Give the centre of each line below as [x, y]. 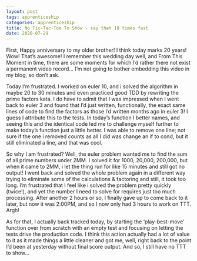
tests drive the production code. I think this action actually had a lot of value [98, 234]
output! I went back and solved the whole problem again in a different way [96, 173]
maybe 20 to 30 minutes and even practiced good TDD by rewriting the [93, 93]
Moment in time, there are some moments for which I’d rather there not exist [98, 63]
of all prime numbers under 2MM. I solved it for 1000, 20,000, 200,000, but [97, 160]
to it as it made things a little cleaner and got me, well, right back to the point [99, 240]
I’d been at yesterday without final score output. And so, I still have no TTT [96, 247]
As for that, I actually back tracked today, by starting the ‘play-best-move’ [95, 222]
